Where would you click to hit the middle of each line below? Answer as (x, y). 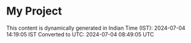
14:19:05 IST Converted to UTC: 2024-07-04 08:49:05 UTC (80, 34)
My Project (34, 11)
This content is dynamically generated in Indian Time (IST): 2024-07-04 (96, 28)
